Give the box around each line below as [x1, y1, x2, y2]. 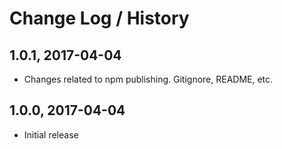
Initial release [23, 128, 79, 141]
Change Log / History [9, 7, 190, 30]
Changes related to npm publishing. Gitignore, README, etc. [23, 73, 274, 85]
